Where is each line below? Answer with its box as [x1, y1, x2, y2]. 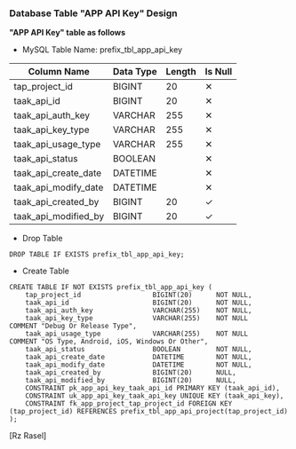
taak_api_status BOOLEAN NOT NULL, [25, 345, 252, 354]
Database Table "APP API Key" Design [9, 7, 178, 20]
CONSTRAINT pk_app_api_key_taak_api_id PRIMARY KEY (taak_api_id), [25, 384, 280, 393]
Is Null [204, 66, 233, 78]
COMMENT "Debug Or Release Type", [9, 322, 138, 331]
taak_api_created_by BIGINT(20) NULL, [25, 368, 237, 377]
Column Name [28, 66, 91, 78]
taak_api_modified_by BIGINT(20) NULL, [25, 376, 237, 385]
